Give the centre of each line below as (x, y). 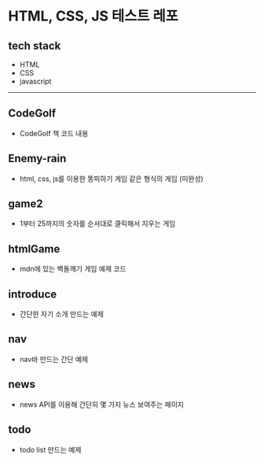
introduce (33, 294)
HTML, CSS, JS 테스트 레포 (93, 16)
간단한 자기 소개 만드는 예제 (62, 314)
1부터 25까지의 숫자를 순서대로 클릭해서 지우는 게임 (97, 224)
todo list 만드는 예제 (50, 449)
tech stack (35, 45)
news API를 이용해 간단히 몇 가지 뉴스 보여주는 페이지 (102, 404)
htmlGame (34, 249)
